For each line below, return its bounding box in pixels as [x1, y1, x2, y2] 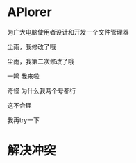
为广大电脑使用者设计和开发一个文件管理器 [7, 28, 129, 36]
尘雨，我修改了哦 [7, 42, 56, 50]
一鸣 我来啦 [7, 72, 40, 80]
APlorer [7, 4, 52, 20]
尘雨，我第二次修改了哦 [7, 57, 74, 66]
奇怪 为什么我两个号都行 [7, 86, 76, 95]
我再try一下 [7, 115, 40, 124]
